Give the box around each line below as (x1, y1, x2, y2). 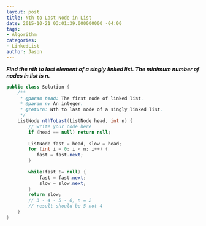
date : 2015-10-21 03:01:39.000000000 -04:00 (6, 20, 122, 26)
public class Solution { (6, 84, 70, 90)
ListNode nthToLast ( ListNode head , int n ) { (17, 118, 133, 124)
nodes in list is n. (6, 71, 50, 79)
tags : (6, 26, 20, 32)
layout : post (6, 9, 40, 15)
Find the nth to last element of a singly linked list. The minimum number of (6, 65, 199, 73)
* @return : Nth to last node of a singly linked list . (20, 106, 164, 113)
